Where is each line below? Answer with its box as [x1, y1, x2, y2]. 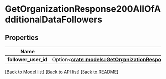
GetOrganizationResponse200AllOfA [5, 3, 161, 15]
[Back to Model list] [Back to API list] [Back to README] [5, 69, 119, 75]
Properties [5, 33, 39, 42]
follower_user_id [7, 56, 48, 63]
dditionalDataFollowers [5, 14, 103, 25]
